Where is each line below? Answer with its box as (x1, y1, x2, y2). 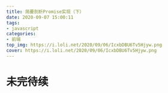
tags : (6, 20, 20, 26)
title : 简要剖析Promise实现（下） (6, 8, 85, 15)
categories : (6, 31, 36, 37)
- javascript (6, 25, 39, 32)
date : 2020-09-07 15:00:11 (6, 14, 74, 20)
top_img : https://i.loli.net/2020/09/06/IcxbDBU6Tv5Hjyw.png (6, 42, 163, 48)
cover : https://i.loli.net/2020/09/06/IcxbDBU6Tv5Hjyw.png (6, 48, 157, 54)
